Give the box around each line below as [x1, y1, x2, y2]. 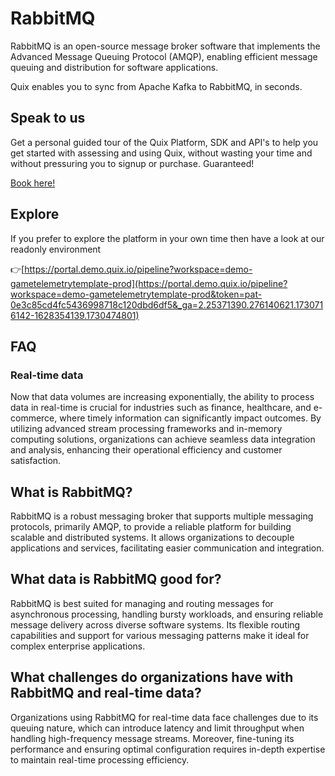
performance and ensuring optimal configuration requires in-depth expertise [10, 743, 326, 755]
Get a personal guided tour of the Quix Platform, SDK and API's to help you [10, 136, 319, 148]
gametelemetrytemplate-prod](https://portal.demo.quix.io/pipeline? [10, 277, 288, 289]
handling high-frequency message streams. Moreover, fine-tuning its [10, 732, 295, 744]
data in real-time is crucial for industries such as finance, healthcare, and [10, 402, 312, 414]
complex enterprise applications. [10, 640, 146, 652]
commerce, [10, 412, 58, 424]
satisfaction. [10, 455, 62, 467]
